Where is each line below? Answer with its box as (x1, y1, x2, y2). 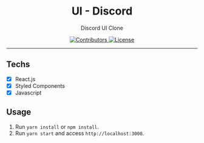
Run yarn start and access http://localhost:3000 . (15, 129, 144, 137)
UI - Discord (71, 4, 133, 18)
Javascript (15, 89, 42, 96)
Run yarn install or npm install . (15, 123, 99, 130)
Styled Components (15, 82, 66, 89)
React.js (15, 75, 36, 82)
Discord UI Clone (81, 24, 123, 32)
